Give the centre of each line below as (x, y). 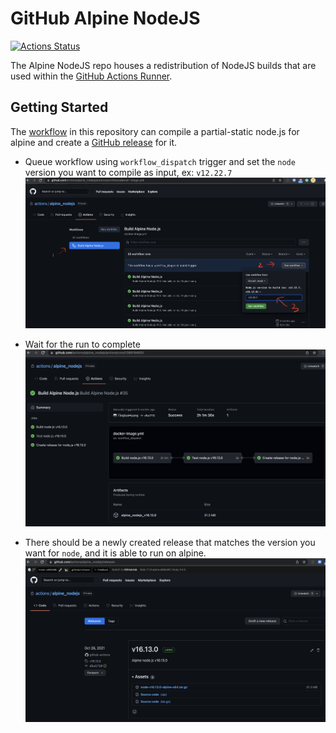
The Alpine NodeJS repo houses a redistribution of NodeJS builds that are (163, 65)
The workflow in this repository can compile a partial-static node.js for (155, 131)
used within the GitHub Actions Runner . (91, 76)
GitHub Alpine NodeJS (105, 18)
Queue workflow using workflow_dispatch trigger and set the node (160, 161)
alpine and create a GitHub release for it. (94, 142)
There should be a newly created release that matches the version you (170, 542)
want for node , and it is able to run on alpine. (115, 553)
